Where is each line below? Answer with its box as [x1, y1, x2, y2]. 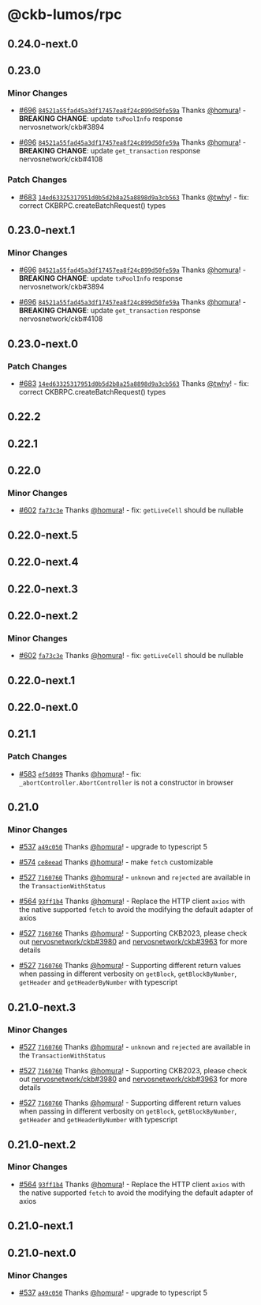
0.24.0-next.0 [7, 37, 79, 51]
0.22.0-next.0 [7, 701, 79, 714]
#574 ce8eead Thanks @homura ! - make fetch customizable [18, 857, 214, 867]
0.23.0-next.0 [7, 337, 79, 350]
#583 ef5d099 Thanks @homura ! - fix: [18, 769, 142, 778]
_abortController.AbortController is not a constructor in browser [18, 777, 234, 787]
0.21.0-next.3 [7, 1000, 76, 1014]
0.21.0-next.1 [7, 1220, 73, 1233]
